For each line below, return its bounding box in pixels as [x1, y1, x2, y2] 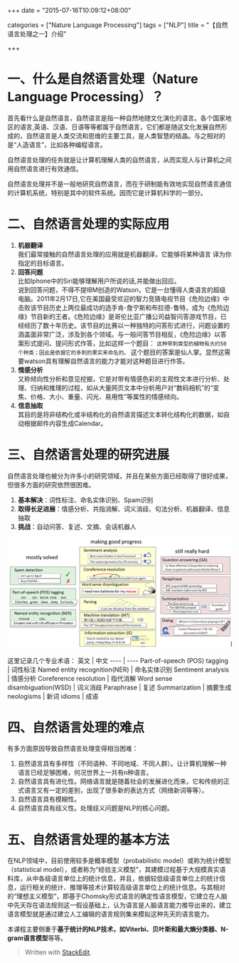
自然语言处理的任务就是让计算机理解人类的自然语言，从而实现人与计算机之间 [7, 155, 232, 164]
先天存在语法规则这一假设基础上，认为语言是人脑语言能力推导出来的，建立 [13, 901, 232, 910]
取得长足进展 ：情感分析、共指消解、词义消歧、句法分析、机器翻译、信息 [17, 504, 230, 513]
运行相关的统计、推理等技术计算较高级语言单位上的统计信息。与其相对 [19, 883, 225, 892]
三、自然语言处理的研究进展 [7, 447, 170, 463]
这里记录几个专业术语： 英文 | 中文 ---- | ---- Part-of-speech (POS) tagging [7, 656, 229, 665]
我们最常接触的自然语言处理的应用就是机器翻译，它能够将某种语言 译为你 [17, 249, 232, 259]
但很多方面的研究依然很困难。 [7, 480, 95, 489]
